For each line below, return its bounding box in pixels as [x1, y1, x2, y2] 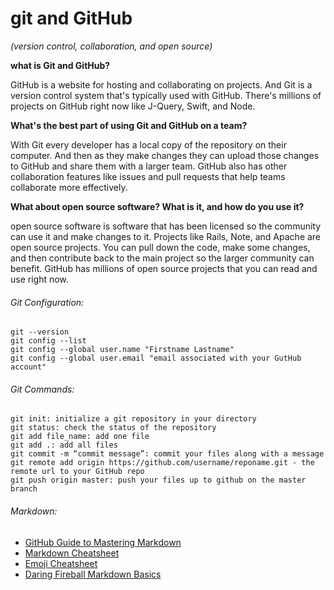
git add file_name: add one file [10, 432, 150, 442]
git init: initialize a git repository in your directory [10, 414, 257, 424]
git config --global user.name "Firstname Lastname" [10, 345, 235, 355]
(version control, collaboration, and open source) [10, 40, 213, 52]
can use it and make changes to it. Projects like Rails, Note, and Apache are [10, 230, 322, 242]
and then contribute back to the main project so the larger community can [10, 252, 315, 264]
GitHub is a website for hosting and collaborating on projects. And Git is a [10, 78, 313, 91]
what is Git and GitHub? [10, 59, 111, 71]
